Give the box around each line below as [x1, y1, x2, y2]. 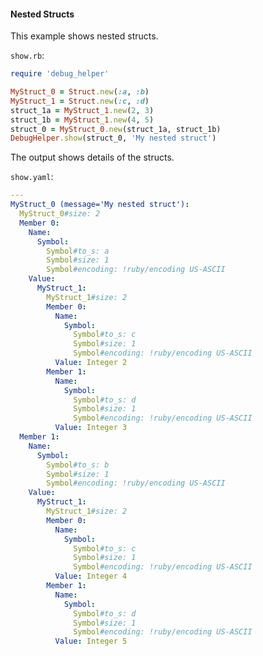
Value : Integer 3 [54, 423, 128, 433]
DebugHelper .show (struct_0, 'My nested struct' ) [10, 133, 217, 144]
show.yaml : [10, 171, 54, 183]
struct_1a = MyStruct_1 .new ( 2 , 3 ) [10, 105, 155, 115]
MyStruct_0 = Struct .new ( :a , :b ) [10, 87, 150, 97]
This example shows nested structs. [10, 30, 159, 42]
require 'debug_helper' [10, 69, 110, 79]
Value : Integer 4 [54, 571, 128, 582]
